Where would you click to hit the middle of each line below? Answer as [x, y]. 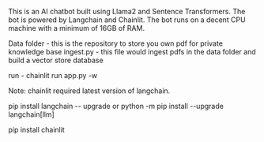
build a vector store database [56, 60]
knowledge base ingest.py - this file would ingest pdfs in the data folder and [132, 52]
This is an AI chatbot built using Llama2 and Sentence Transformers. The [127, 11]
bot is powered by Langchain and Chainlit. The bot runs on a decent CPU [127, 20]
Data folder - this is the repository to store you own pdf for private [116, 43]
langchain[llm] [32, 114]
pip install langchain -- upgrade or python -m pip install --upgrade [116, 106]
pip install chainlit [36, 130]
